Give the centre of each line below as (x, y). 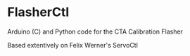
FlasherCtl (38, 12)
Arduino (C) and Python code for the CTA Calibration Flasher (95, 31)
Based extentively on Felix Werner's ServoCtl (73, 45)
